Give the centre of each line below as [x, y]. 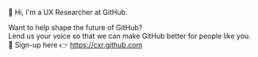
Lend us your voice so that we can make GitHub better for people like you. [130, 36]
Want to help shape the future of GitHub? [75, 27]
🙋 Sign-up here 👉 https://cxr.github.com [75, 45]
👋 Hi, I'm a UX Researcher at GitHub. [68, 12]
